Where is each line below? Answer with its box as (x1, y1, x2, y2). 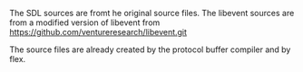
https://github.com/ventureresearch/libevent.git (9, 27, 188, 37)
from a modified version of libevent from (9, 17, 161, 28)
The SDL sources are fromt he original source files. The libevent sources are (9, 8, 295, 18)
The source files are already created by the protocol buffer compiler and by (9, 44, 291, 55)
